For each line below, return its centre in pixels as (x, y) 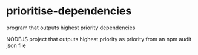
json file (16, 45)
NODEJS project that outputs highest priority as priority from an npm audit (99, 39)
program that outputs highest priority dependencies (71, 27)
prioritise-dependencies (69, 11)
